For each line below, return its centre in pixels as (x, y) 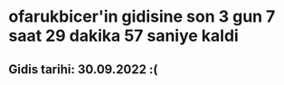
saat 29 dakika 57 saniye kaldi (123, 36)
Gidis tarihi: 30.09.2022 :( (83, 69)
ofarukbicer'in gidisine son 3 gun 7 (142, 17)
